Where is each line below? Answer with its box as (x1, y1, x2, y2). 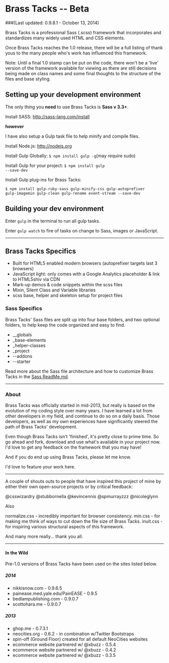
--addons (12, 353, 33, 359)
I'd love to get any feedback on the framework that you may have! (5, 444, 142, 450)
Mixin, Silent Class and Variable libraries (12, 287, 96, 293)
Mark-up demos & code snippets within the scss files (12, 282, 123, 288)
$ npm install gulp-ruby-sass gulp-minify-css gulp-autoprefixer (5, 186, 145, 192)
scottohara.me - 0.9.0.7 (12, 601, 61, 608)
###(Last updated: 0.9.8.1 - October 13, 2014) (5, 20, 100, 26)
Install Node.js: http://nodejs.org (5, 143, 72, 149)
